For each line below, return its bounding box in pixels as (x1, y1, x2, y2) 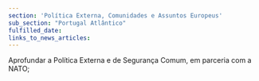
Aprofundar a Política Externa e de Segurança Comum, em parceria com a (8, 56, 252, 65)
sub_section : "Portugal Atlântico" (8, 19, 127, 27)
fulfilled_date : (8, 26, 62, 34)
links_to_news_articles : (8, 33, 91, 42)
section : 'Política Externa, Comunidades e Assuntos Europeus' (8, 11, 223, 20)
